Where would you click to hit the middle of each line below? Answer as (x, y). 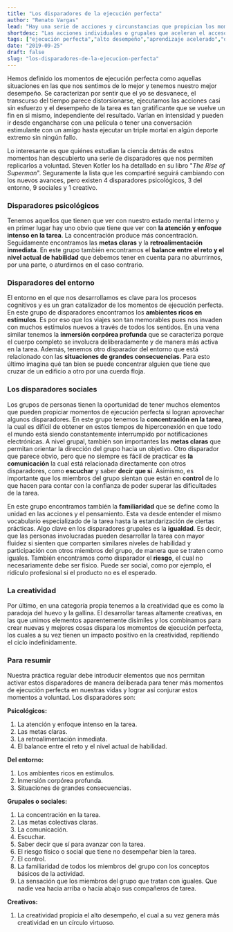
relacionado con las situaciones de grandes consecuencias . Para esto (109, 357)
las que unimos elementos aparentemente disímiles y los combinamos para (114, 620)
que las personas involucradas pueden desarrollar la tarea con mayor (106, 536)
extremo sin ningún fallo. (43, 137)
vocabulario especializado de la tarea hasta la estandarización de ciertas (111, 521)
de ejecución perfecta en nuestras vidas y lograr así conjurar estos (103, 690)
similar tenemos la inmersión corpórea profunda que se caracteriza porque (115, 335)
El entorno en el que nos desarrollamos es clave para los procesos (102, 298)
